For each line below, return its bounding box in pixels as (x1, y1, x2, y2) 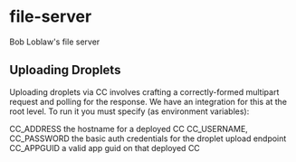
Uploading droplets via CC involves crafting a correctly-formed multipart (9, 86, 280, 97)
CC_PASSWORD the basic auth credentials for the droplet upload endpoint (9, 133, 287, 144)
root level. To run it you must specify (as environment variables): (9, 106, 250, 117)
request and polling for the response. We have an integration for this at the (9, 96, 288, 107)
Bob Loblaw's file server (9, 36, 100, 47)
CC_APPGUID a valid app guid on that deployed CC (9, 142, 201, 153)
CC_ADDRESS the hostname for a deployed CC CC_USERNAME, (9, 123, 249, 134)
